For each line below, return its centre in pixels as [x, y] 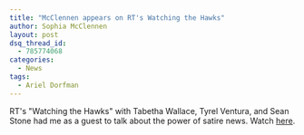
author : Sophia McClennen [58, 26]
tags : [20, 77]
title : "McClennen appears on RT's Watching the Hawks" [117, 18]
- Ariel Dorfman [48, 85]
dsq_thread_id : [38, 43]
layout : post [34, 34]
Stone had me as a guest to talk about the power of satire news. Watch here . [152, 121]
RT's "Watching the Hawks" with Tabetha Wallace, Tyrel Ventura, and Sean [149, 111]
